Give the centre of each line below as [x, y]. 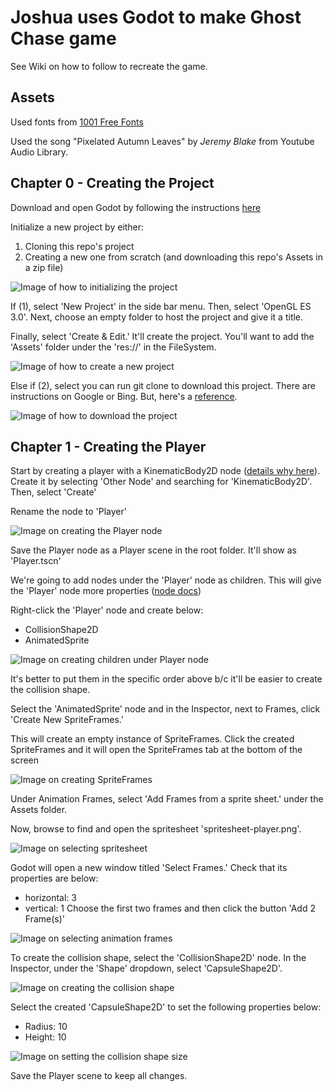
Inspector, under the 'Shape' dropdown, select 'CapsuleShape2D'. [146, 968]
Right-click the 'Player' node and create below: [107, 610]
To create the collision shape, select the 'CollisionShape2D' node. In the [158, 958]
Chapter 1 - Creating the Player [108, 446]
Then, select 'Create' [53, 492]
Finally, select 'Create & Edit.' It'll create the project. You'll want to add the [162, 336]
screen [25, 760]
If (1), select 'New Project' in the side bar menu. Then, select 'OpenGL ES [161, 306]
